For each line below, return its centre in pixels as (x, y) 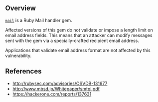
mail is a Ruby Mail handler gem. (39, 20)
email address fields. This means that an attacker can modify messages (79, 35)
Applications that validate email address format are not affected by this (78, 50)
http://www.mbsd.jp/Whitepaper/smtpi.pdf (56, 88)
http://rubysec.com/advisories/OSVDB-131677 (60, 83)
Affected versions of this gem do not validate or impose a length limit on (79, 30)
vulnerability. (18, 55)
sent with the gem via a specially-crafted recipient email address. (72, 40)
